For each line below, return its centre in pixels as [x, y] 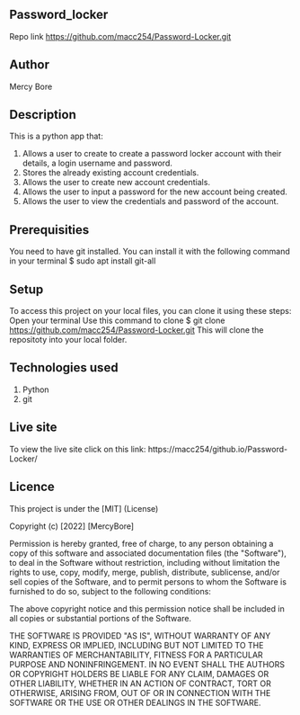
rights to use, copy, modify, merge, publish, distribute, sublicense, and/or [145, 572]
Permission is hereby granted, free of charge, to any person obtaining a [141, 543]
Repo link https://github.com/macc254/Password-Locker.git [120, 36]
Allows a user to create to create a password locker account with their [152, 154]
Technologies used [64, 368]
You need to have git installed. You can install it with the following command [150, 252]
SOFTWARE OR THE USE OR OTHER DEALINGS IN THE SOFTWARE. [135, 702]
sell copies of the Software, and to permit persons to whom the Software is [148, 581]
